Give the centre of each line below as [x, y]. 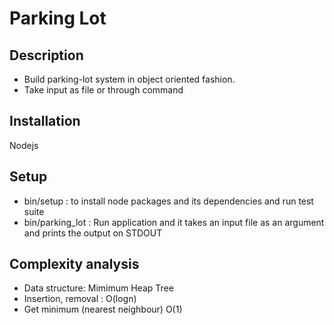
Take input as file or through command [103, 90]
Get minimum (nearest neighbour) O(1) [103, 309]
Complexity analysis [74, 264]
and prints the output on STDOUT [93, 233]
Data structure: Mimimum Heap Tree [98, 288]
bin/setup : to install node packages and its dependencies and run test [168, 201]
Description [46, 55]
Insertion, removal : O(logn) [80, 299]
